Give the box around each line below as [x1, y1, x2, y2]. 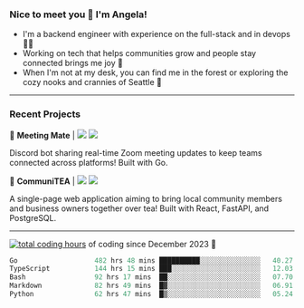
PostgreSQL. [9, 212, 57, 223]
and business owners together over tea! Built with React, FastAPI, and [9, 203, 270, 214]
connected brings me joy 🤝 [22, 58, 124, 69]
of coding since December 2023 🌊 [88, 238, 217, 249]
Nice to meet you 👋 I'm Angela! [9, 8, 147, 21]
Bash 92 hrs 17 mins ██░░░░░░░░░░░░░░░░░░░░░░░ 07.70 [9, 273, 294, 282]
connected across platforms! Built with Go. [9, 157, 169, 168]
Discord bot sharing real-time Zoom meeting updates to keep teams [9, 147, 262, 158]
